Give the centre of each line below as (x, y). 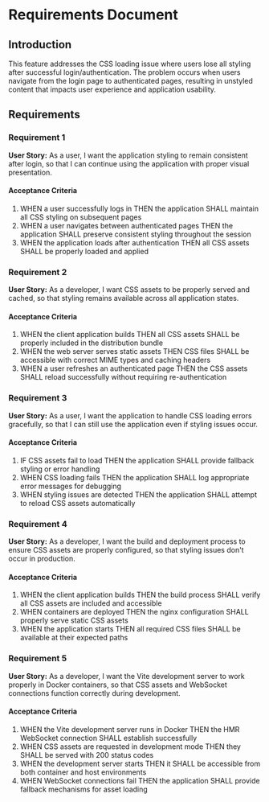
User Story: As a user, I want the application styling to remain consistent (128, 155)
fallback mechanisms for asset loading (84, 789)
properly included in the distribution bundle (91, 343)
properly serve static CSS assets (74, 620)
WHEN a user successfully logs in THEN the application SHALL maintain (139, 208)
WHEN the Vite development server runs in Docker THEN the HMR (130, 729)
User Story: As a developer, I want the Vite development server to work (126, 676)
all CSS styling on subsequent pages (81, 217)
